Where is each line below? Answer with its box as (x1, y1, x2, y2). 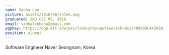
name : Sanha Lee (5, 7, 39, 12)
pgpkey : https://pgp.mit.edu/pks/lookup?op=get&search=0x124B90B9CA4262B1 (5, 26, 165, 31)
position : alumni (5, 30, 42, 35)
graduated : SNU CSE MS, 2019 (5, 16, 66, 21)
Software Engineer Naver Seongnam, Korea (5, 44, 96, 50)
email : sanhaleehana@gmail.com (5, 21, 71, 26)
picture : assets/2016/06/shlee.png (5, 12, 80, 17)
